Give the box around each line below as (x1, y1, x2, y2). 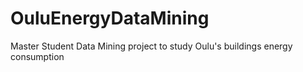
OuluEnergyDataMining (10, 7, 210, 30)
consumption (10, 50, 65, 62)
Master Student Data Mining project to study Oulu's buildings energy (10, 40, 293, 52)
